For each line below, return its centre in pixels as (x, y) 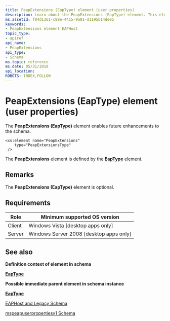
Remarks (20, 175)
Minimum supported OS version (80, 217)
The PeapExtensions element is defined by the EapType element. (74, 159)
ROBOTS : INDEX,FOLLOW (28, 76)
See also (19, 252)
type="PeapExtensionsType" (43, 145)
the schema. (18, 131)
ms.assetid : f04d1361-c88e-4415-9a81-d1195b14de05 (60, 19)
